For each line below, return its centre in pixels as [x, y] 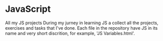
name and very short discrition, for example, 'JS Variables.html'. [70, 33]
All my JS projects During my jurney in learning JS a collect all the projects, [82, 23]
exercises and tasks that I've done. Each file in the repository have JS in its [81, 28]
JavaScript [28, 9]
